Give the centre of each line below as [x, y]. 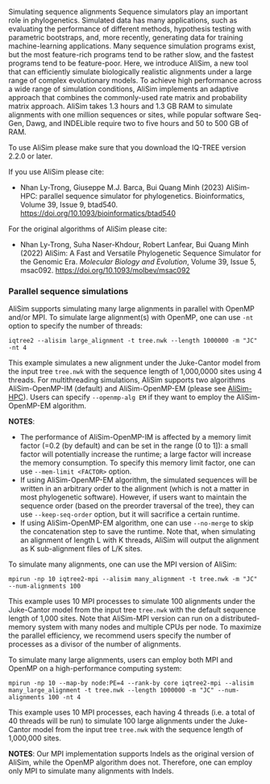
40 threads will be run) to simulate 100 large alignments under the [118, 721]
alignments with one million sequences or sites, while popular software [126, 115]
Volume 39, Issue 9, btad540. [69, 204]
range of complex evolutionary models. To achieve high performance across [135, 80]
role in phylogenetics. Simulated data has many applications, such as [123, 20]
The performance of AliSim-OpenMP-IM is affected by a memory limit [135, 437]
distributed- [240, 618]
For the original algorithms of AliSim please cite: [88, 229]
